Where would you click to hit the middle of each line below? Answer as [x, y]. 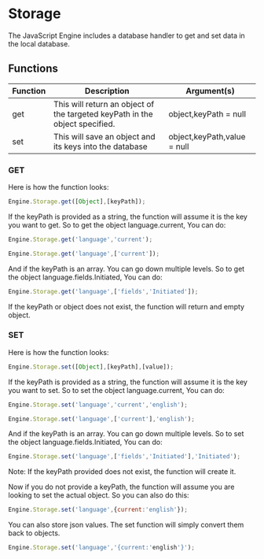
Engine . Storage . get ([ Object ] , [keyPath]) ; [77, 202]
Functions [33, 69]
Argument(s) [211, 91]
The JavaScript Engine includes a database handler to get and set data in [126, 35]
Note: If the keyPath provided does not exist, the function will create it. [122, 472]
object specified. [84, 124]
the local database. [39, 43]
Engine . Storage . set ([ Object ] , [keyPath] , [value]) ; [91, 367]
